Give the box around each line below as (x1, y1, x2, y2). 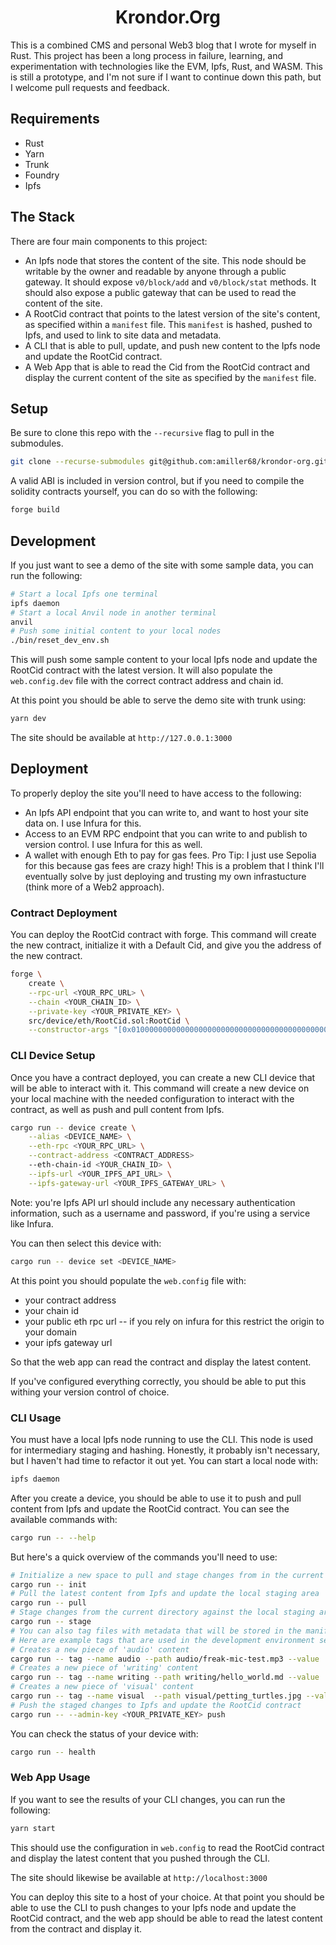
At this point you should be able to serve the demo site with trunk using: (10, 694, 307, 706)
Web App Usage (10, 1771, 91, 1785)
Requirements (10, 111, 100, 128)
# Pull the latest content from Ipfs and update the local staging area (10, 1589, 320, 1599)
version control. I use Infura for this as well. (24, 838, 203, 850)
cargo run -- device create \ (10, 1122, 137, 1133)
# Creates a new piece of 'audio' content (10, 1644, 190, 1655)
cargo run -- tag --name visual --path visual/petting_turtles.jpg (10, 1691, 302, 1701)
